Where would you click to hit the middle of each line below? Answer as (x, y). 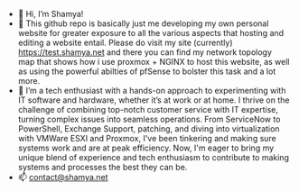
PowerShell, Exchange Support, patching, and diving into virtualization (149, 129)
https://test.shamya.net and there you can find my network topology (145, 52)
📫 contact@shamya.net (63, 177)
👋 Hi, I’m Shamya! (51, 14)
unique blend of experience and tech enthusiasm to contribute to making (153, 157)
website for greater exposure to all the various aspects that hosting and (151, 33)
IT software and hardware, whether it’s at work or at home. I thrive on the (154, 100)
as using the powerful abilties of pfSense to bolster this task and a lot (147, 71)
